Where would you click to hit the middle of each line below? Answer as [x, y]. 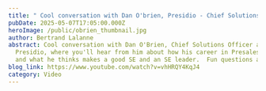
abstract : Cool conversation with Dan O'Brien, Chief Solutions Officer [131, 45]
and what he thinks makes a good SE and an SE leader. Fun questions [134, 60]
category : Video [35, 74]
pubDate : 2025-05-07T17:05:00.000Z [67, 23]
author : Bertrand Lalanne [51, 38]
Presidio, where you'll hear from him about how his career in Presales [138, 52]
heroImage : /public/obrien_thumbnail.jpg [78, 30]
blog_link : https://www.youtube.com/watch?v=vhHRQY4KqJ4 [104, 67]
